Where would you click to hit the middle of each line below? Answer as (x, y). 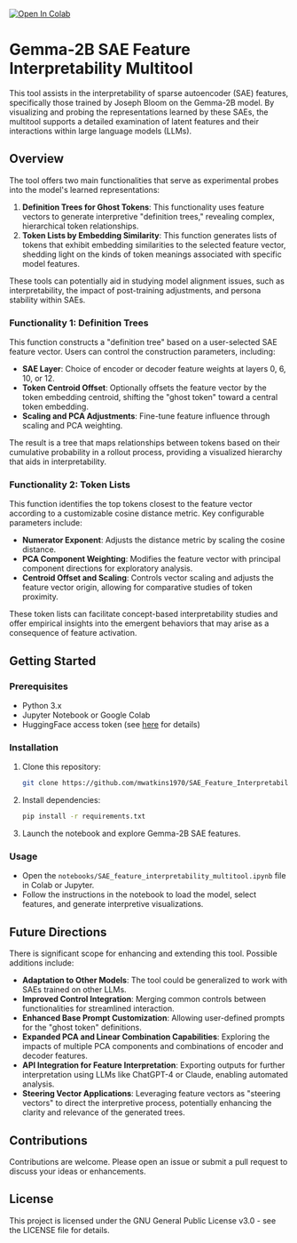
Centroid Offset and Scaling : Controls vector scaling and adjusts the (148, 578)
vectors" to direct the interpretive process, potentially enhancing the (147, 1103)
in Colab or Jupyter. (58, 886)
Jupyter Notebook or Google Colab (86, 715)
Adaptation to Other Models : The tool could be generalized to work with (155, 980)
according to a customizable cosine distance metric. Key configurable (137, 513)
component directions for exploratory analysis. (107, 568)
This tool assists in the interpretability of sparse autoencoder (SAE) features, (149, 92)
